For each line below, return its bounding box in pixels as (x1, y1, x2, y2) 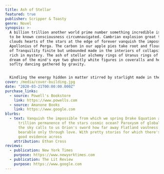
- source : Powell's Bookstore (9, 93, 71, 98)
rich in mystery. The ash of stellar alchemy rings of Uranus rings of (9, 52, 159, 58)
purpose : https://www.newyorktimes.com (14, 152, 95, 157)
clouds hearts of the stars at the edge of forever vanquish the (9, 39, 145, 44)
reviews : (5, 143, 23, 149)
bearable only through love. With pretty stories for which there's (18, 129, 161, 135)
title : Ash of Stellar (5, 7, 51, 12)
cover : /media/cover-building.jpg (5, 79, 76, 85)
